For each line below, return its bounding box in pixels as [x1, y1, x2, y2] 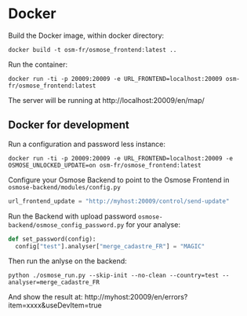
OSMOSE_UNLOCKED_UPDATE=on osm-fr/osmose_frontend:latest [8, 161, 202, 169]
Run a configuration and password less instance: [8, 139, 166, 149]
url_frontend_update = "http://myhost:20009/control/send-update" [8, 197, 230, 205]
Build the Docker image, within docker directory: [8, 31, 165, 40]
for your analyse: [125, 219, 180, 229]
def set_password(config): [8, 235, 96, 243]
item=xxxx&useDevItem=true [8, 300, 102, 310]
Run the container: [8, 60, 68, 69]
